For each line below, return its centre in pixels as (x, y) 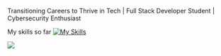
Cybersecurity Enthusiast (44, 18)
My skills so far (29, 32)
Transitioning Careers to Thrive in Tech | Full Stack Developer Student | (111, 11)
